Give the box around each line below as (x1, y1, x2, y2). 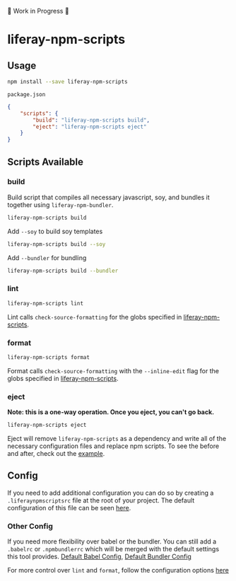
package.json (7, 90, 46, 98)
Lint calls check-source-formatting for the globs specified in (7, 312, 182, 321)
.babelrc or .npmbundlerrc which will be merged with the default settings (7, 545, 220, 553)
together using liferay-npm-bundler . (7, 200, 114, 209)
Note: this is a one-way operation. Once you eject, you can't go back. (7, 408, 215, 416)
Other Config (7, 521, 53, 531)
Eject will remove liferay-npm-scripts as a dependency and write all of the (7, 434, 227, 442)
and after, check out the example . (7, 449, 105, 457)
